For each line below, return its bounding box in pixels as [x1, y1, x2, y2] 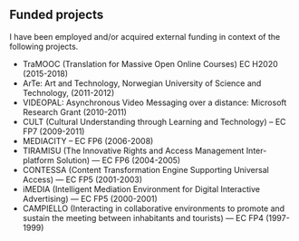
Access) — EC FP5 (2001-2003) [22, 174, 143, 185]
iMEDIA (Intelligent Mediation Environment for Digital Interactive [22, 183, 261, 194]
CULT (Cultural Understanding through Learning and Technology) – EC [22, 116, 287, 127]
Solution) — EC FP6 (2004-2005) [55, 154, 181, 166]
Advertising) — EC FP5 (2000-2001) [22, 193, 159, 204]
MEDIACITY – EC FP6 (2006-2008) [22, 135, 154, 146]
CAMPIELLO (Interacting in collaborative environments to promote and [22, 203, 285, 214]
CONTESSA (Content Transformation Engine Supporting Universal [22, 164, 269, 175]
